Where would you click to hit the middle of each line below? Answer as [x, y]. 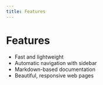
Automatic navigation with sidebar [56, 63]
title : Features [26, 11]
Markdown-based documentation [55, 69]
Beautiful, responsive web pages [54, 75]
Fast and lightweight [39, 57]
